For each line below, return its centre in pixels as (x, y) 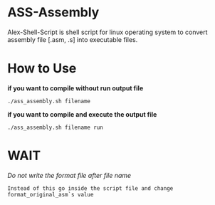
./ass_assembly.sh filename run (55, 127)
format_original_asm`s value (51, 194)
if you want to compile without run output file (75, 88)
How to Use (42, 69)
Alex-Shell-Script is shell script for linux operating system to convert (107, 32)
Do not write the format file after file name (69, 175)
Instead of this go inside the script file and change (90, 188)
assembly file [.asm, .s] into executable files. (73, 39)
